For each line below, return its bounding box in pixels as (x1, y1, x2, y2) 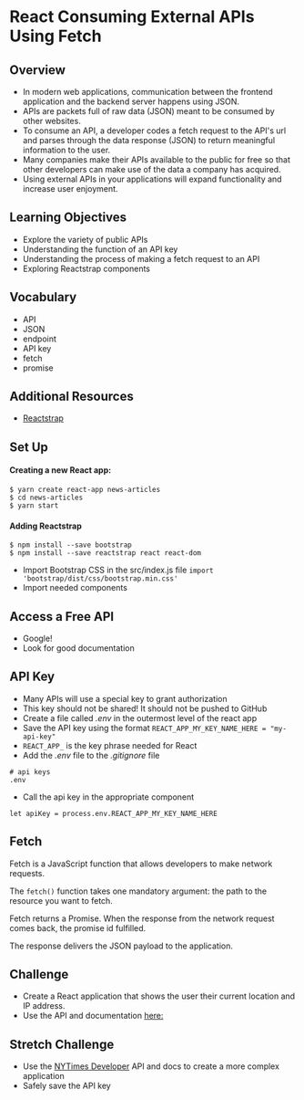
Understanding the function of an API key (22, 244, 178, 255)
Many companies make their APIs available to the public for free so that (22, 154, 291, 165)
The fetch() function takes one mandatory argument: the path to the (9, 885, 268, 896)
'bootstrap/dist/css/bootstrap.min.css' (22, 574, 178, 583)
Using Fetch (9, 26, 102, 47)
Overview (9, 62, 66, 78)
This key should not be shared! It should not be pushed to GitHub (22, 703, 268, 714)
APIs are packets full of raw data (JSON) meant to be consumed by (22, 106, 275, 116)
